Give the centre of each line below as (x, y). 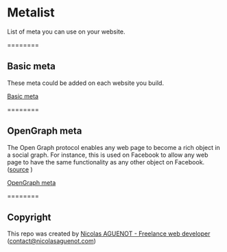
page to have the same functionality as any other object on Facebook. (106, 162)
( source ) (20, 169)
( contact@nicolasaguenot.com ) (51, 241)
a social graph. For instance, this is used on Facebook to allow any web (108, 155)
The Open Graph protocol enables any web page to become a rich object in (114, 147)
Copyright (29, 217)
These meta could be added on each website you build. (86, 83)
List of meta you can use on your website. (66, 32)
